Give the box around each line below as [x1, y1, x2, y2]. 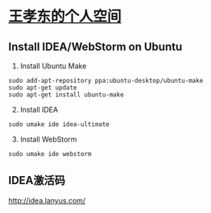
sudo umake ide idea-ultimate [8, 121, 110, 129]
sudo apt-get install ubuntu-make [8, 91, 125, 99]
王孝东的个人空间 [8, 7, 122, 26]
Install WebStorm [19, 134, 77, 144]
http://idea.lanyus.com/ [8, 195, 86, 205]
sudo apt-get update [8, 84, 78, 92]
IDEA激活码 [8, 174, 66, 187]
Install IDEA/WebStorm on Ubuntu [8, 39, 183, 53]
